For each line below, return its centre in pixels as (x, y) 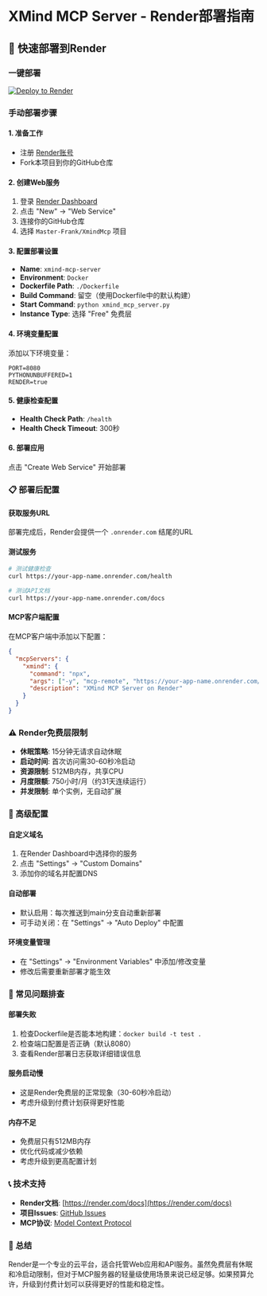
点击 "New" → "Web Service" (68, 211)
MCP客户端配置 (34, 617)
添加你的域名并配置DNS (58, 874)
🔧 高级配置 (29, 814)
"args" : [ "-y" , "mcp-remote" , (79, 681)
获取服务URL (29, 513)
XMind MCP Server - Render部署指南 (132, 16)
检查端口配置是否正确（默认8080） (77, 1043)
